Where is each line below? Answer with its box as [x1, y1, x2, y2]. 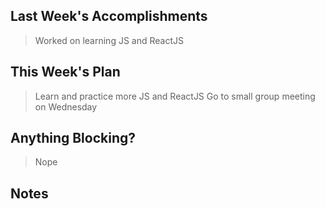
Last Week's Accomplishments [10, 8, 208, 25]
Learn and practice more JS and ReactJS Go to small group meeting [34, 90, 316, 102]
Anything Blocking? [10, 130, 137, 147]
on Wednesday [34, 100, 98, 113]
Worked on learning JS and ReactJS [34, 34, 184, 46]
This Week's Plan [10, 64, 121, 81]
